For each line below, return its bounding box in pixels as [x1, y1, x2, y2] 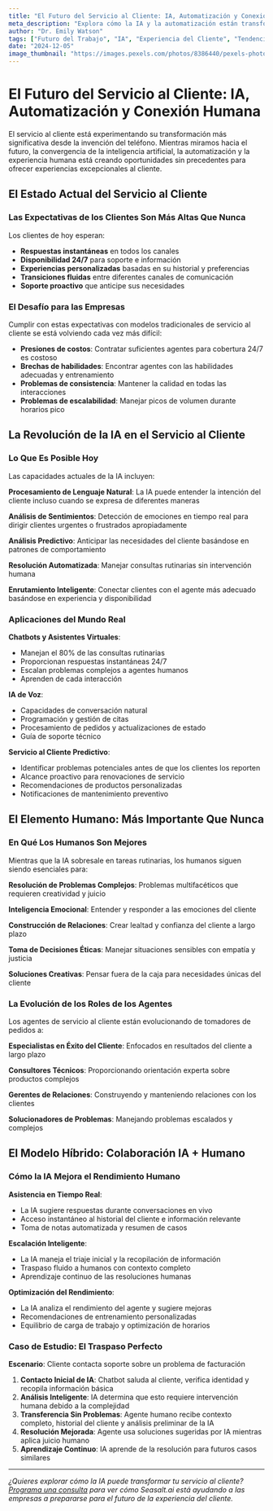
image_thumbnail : [8, 50, 67, 58]
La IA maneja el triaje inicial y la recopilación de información [19, 1254, 221, 1263]
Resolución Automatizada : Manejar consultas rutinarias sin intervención [8, 560, 252, 570]
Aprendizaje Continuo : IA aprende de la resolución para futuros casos [19, 1443, 258, 1454]
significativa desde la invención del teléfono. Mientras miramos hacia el [8, 138, 248, 147]
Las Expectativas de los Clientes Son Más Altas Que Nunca [8, 212, 246, 223]
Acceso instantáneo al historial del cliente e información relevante [19, 1214, 241, 1223]
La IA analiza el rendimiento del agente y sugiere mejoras [19, 1302, 212, 1312]
